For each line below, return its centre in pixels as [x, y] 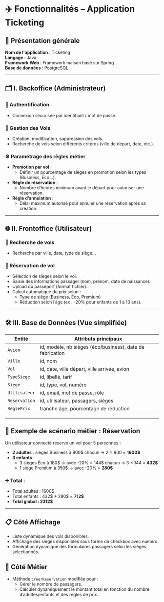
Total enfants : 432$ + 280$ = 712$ [48, 496]
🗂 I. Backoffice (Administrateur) [55, 89]
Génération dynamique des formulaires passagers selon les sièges [79, 547]
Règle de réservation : [35, 182]
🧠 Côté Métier [26, 567]
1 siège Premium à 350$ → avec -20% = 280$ [66, 468]
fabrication [52, 353]
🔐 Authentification [27, 105]
